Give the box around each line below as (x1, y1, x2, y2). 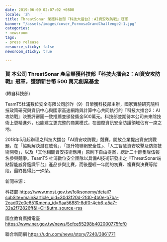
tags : (5, 35, 16, 40)
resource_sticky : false (5, 44, 55, 49)
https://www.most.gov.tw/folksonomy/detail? (19, 189, 111, 195)
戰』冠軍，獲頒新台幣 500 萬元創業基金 (5, 78, 99, 85)
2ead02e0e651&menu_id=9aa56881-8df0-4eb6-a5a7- (5, 200, 117, 206)
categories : (5, 26, 30, 31)
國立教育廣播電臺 (5, 215, 40, 221)
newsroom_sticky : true (5, 49, 52, 54)
